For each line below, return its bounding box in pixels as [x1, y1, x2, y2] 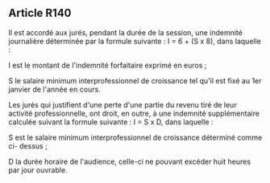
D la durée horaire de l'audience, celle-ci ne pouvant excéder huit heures [8, 157, 251, 166]
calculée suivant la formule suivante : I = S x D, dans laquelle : [8, 116, 214, 127]
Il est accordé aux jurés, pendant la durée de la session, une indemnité [8, 27, 243, 37]
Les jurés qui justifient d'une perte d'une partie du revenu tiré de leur [8, 100, 237, 109]
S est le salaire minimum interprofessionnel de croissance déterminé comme [8, 132, 263, 142]
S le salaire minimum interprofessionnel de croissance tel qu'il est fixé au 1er [8, 75, 262, 85]
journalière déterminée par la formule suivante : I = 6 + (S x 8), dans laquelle [8, 36, 262, 46]
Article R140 [8, 6, 72, 20]
